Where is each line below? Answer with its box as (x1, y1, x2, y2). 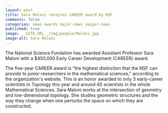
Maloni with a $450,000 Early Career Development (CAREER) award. (5, 55, 149, 61)
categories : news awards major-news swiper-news (5, 21, 110, 27)
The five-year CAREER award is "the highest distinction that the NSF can (5, 65, 158, 71)
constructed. (5, 103, 32, 109)
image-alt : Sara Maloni (5, 36, 56, 41)
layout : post (5, 7, 33, 13)
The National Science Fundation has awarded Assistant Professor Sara (5, 49, 154, 56)
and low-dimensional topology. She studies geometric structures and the (5, 92, 158, 98)
